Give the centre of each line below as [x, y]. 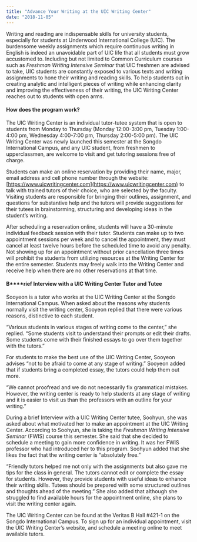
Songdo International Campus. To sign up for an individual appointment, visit [99, 521]
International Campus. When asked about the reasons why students [88, 303]
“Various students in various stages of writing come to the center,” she [92, 327]
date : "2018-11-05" [30, 17]
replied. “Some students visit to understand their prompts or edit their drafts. [99, 333]
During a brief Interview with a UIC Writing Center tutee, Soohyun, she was [97, 417]
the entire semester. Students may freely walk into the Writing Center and [95, 264]
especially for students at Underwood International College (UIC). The [91, 40]
